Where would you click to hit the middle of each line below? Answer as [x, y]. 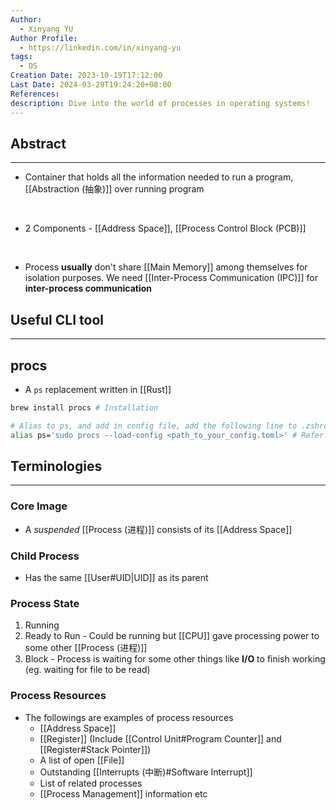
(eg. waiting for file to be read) [87, 670]
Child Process [45, 556]
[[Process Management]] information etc [123, 793]
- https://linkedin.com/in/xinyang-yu [100, 47]
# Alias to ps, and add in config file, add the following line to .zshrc [169, 426]
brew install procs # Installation [84, 407]
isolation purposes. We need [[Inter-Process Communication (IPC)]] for [171, 278]
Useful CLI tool [57, 319]
